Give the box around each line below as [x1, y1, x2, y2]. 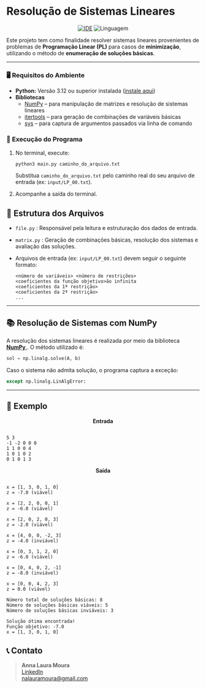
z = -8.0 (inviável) [6, 570, 59, 576]
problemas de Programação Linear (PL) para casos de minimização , [6, 43, 181, 50]
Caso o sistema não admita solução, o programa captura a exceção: [6, 366, 178, 373]
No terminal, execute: [15, 149, 70, 156]
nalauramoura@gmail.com [21, 675, 88, 682]
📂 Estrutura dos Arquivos [6, 208, 104, 218]
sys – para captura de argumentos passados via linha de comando [24, 120, 193, 127]
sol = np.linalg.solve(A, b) [6, 356, 81, 362]
